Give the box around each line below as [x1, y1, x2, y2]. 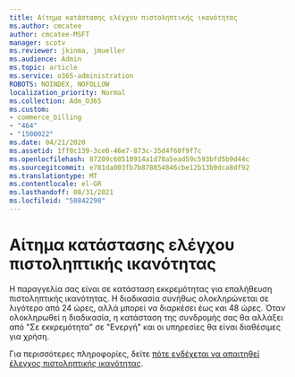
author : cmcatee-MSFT [9, 30, 90, 39]
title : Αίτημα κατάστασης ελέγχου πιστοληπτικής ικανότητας [9, 13, 239, 22]
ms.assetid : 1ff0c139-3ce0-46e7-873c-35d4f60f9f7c [9, 146, 202, 155]
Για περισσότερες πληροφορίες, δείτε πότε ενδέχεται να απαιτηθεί [9, 348, 260, 359]
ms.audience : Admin [9, 55, 82, 64]
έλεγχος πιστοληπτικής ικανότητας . [9, 357, 144, 368]
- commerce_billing [9, 113, 82, 122]
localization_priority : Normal [9, 88, 126, 97]
